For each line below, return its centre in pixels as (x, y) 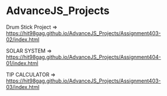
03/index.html (23, 87)
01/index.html (22, 63)
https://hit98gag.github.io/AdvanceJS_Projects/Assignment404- (84, 57)
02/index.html (23, 39)
